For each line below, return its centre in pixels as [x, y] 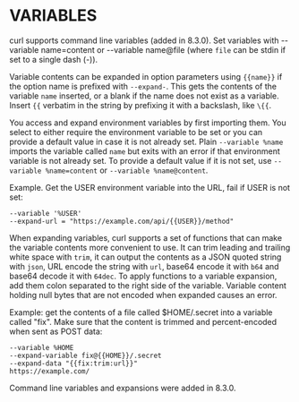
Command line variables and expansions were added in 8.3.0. [123, 388]
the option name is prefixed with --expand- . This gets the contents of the [143, 86]
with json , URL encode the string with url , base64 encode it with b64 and [144, 266]
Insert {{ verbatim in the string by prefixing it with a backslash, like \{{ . [140, 105]
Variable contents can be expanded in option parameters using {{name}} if [146, 76]
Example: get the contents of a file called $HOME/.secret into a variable [141, 312]
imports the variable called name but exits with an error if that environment [145, 151]
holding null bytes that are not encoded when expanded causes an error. [143, 295]
